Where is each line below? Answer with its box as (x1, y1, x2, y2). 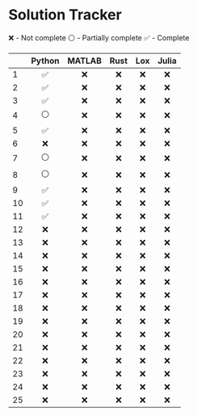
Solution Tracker (8, 6, 123, 24)
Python (31, 55, 60, 66)
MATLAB (67, 55, 103, 66)
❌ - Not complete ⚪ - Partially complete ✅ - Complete (8, 32, 190, 42)
